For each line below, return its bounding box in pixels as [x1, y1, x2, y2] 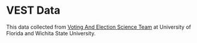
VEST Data [6, 4, 61, 17]
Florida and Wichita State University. [6, 29, 96, 36]
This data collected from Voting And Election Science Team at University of [6, 23, 191, 30]
